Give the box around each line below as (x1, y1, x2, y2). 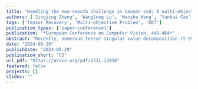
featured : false (6, 63, 46, 69)
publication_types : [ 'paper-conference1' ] (6, 25, 112, 31)
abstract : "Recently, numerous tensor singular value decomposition (6, 36, 178, 42)
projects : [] (6, 69, 38, 74)
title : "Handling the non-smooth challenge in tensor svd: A (6, 8, 160, 15)
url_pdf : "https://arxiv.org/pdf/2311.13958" (6, 57, 120, 63)
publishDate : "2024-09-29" (6, 47, 72, 53)
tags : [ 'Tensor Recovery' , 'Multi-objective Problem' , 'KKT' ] (6, 19, 162, 25)
